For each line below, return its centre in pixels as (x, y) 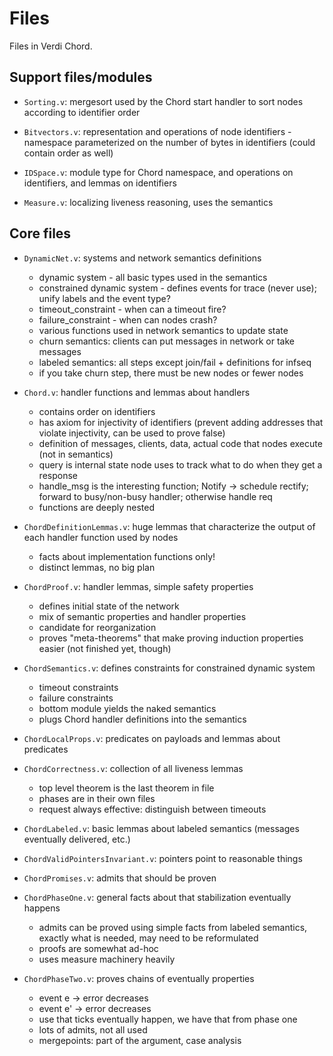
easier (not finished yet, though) (105, 648)
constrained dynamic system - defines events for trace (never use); (177, 288)
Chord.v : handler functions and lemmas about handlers (137, 392)
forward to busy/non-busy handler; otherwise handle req (155, 496)
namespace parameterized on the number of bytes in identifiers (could (169, 142)
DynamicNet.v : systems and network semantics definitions (142, 258)
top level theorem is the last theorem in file (126, 788)
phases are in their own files (97, 798)
